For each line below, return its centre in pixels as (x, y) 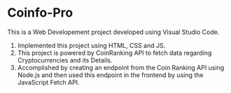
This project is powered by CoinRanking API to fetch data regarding (114, 53)
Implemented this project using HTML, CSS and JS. (91, 45)
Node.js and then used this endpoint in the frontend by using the (110, 75)
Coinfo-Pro (40, 13)
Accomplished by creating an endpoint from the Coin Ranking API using (121, 67)
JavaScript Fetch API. (48, 82)
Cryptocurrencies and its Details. (65, 60)
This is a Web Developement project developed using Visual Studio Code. (113, 32)
